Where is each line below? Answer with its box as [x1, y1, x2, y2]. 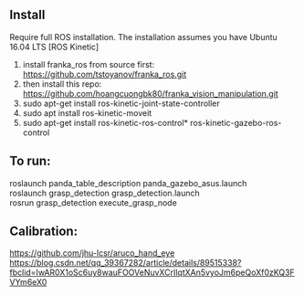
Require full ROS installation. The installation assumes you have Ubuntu [9, 31, 278, 42]
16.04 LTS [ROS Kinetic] [9, 41, 100, 52]
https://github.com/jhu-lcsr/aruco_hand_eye [9, 248, 175, 259]
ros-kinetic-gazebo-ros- [190, 117, 282, 128]
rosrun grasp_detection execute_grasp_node [9, 196, 178, 208]
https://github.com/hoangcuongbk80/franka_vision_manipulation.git [22, 88, 278, 99]
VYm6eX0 [9, 277, 47, 288]
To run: [9, 153, 51, 169]
